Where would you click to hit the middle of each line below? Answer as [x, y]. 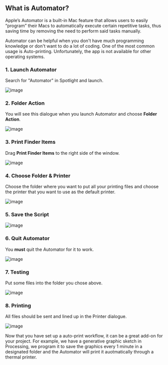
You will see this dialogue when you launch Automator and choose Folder [81, 114]
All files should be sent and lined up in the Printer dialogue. [66, 316]
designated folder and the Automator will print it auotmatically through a [79, 352]
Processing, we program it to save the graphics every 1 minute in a [74, 346]
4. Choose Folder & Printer [38, 176]
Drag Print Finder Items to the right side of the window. [62, 153]
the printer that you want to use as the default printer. [60, 192]
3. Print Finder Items [31, 142]
